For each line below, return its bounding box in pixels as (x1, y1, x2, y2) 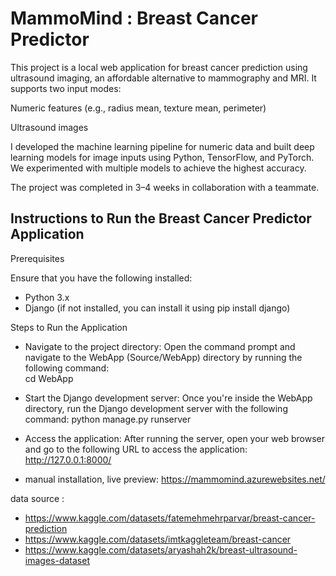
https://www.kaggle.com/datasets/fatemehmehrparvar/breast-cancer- (24, 512, 316, 524)
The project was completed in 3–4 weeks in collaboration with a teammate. (10, 181, 320, 193)
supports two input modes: (10, 82, 122, 94)
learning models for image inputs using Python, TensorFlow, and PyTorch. (10, 151, 315, 163)
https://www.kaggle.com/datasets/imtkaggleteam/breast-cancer (24, 533, 292, 545)
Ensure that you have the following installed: (10, 272, 193, 284)
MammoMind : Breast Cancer (10, 7, 258, 30)
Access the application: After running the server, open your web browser (24, 432, 325, 444)
